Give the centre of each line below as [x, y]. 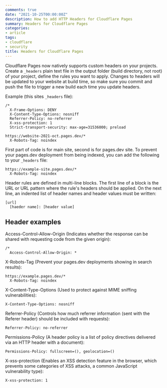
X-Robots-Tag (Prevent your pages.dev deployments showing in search [79, 262]
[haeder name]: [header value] [42, 207]
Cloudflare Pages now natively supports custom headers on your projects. [82, 66]
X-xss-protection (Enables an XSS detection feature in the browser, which [81, 361]
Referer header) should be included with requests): [58, 319]
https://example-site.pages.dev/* [41, 169]
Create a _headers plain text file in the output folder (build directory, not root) [84, 71]
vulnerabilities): [21, 295]
